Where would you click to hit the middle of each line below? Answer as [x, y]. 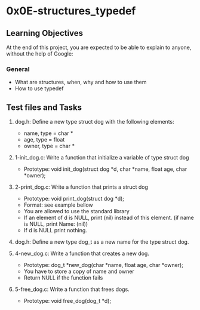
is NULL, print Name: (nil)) [56, 224]
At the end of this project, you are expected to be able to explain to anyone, [99, 47]
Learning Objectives [45, 33]
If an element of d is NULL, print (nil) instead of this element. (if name [109, 218]
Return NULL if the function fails [63, 278]
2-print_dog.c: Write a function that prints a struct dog [81, 187]
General [18, 69]
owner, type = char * [49, 146]
